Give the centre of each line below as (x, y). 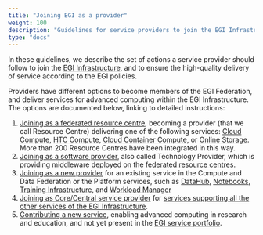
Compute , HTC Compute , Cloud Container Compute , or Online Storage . (134, 140)
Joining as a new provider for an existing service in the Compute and (130, 173)
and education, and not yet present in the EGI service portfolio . (121, 223)
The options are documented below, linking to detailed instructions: (117, 108)
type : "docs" (29, 37)
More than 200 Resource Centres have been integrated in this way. (128, 148)
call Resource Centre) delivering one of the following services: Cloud (130, 132)
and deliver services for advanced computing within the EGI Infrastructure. (128, 99)
